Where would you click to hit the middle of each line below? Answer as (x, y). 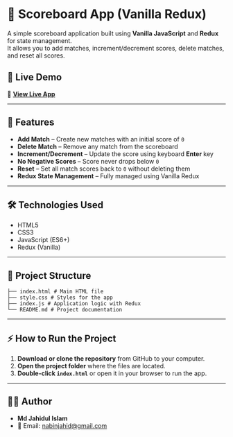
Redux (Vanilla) (39, 247)
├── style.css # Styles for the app (60, 298)
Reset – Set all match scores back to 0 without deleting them (104, 169)
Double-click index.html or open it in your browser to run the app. (112, 373)
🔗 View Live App (31, 94)
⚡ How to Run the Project (62, 338)
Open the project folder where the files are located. (91, 366)
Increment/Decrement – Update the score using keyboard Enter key (115, 154)
